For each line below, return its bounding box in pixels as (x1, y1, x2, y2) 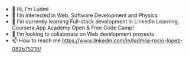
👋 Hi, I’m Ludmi (11, 6, 49, 12)
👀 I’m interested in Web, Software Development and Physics (11, 12, 158, 19)
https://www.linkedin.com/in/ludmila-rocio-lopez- (61, 37, 183, 44)
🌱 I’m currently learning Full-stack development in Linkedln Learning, (11, 18, 180, 25)
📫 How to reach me (11, 37, 61, 44)
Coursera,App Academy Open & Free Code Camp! (11, 24, 134, 31)
